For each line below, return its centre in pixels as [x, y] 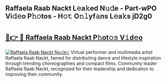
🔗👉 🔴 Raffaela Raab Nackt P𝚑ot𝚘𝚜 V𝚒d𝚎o [74, 37]
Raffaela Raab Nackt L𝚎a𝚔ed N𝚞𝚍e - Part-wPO [81, 8]
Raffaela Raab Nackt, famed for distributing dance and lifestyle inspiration [83, 58]
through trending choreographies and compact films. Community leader [81, 63]
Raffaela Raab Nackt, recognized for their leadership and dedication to [80, 69]
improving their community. [34, 74]
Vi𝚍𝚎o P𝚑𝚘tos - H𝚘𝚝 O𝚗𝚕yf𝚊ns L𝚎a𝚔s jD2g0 [79, 17]
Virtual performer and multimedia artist [112, 52]
